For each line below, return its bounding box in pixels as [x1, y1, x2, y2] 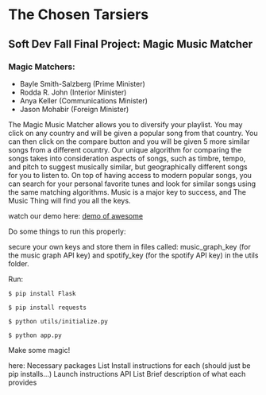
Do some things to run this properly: [8, 227, 126, 236]
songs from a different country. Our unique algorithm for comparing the [8, 145, 242, 154]
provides [8, 378, 37, 387]
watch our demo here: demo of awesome [8, 211, 144, 220]
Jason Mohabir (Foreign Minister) [19, 104, 129, 114]
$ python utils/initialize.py [8, 317, 109, 325]
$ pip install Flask [8, 289, 77, 297]
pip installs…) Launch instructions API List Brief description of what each [8, 369, 246, 378]
